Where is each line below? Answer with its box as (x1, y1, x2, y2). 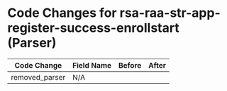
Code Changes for (7, 5, 117, 21)
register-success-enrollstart (7, 20, 179, 36)
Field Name (72, 60, 112, 70)
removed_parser (11, 72, 66, 82)
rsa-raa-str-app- (119, 5, 221, 21)
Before (118, 60, 142, 70)
